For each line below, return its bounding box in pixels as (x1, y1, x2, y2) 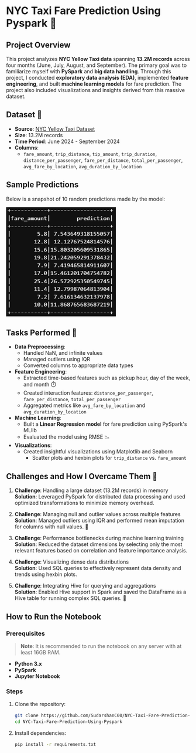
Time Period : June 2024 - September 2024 (14, 138, 120, 145)
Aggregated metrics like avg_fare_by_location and (23, 402, 146, 409)
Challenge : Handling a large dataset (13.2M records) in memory (14, 487, 169, 494)
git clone (14, 713, 39, 719)
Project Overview (6, 40, 71, 50)
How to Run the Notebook (6, 612, 101, 622)
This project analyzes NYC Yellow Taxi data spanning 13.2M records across (6, 56, 190, 62)
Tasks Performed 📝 (6, 327, 77, 338)
